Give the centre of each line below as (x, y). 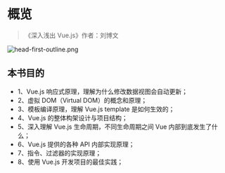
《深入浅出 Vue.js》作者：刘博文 (71, 35)
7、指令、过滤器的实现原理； (59, 153)
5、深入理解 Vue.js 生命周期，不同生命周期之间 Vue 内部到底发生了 (115, 127)
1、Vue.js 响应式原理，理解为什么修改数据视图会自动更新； (103, 91)
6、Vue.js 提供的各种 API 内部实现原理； (76, 144)
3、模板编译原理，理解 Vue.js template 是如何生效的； (96, 109)
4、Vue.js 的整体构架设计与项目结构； (72, 117)
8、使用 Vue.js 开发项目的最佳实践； (70, 162)
